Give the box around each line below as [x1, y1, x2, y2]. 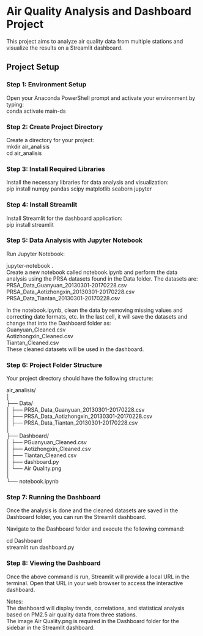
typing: [6, 100, 24, 108]
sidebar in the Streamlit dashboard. [6, 624, 95, 631]
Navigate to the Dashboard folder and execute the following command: [6, 525, 185, 532]
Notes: [6, 597, 23, 605]
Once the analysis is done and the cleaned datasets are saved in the [6, 507, 179, 514]
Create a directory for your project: [6, 136, 95, 143]
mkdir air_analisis [6, 143, 50, 150]
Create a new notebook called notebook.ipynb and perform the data [6, 268, 178, 276]
